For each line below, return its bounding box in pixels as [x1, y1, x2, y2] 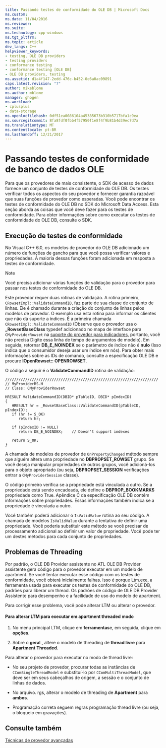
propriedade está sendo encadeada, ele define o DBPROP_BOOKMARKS [5, 487, 155, 493]
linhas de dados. [12, 680, 46, 686]
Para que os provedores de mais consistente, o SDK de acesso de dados [5, 180, 154, 186]
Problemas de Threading [5, 548, 83, 556]
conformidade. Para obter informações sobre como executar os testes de [5, 212, 155, 218]
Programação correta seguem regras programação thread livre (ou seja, [12, 704, 160, 710]
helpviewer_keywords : [5, 49, 50, 54]
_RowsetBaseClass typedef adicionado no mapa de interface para [5, 326, 142, 332]
